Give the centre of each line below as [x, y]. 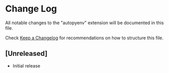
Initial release [26, 65]
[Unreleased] [26, 54]
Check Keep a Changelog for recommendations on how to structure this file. [84, 38]
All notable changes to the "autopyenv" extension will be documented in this [84, 23]
